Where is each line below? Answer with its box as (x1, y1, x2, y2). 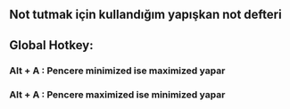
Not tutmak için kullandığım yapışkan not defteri (9, 7, 283, 22)
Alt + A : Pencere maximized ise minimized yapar (9, 88, 226, 101)
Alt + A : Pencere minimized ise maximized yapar (9, 64, 226, 77)
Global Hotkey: (9, 38, 94, 53)
